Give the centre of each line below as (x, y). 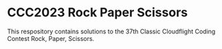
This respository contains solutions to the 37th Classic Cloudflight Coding (111, 31)
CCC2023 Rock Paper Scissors (97, 13)
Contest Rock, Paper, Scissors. (51, 38)
